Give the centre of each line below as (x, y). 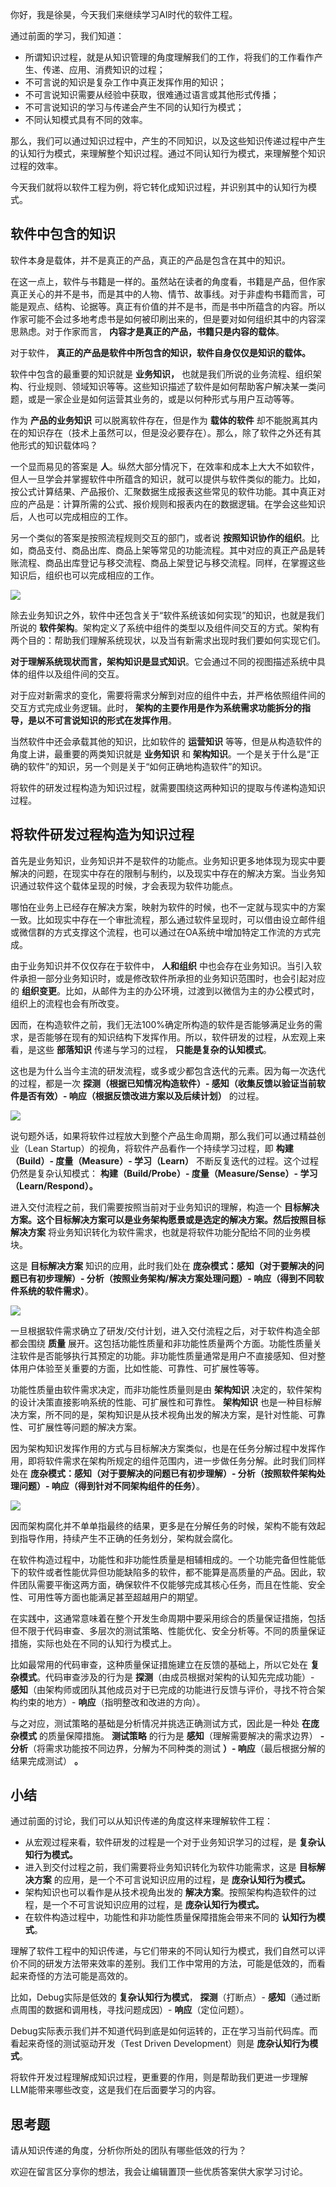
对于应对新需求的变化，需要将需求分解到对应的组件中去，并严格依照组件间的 (168, 695)
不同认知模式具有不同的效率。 (86, 119)
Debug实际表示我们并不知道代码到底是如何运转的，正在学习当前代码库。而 (164, 2031)
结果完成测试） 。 (46, 1760)
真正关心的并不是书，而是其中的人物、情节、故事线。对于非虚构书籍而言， (163, 294)
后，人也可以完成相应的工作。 (71, 516)
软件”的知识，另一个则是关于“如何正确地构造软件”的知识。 (147, 766)
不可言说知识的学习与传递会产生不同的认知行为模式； (134, 107)
